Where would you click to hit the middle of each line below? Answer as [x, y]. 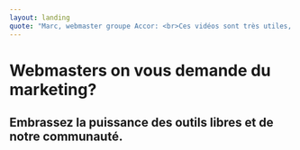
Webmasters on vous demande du [140, 71]
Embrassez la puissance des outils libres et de [141, 123]
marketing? [53, 89]
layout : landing [40, 18]
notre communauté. [66, 137]
